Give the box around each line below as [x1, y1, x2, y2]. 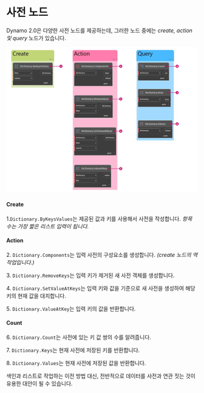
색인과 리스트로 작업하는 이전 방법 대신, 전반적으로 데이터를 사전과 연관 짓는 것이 [6, 372, 196, 380]
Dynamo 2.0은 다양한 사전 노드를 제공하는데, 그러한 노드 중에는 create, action [6, 27, 193, 34]
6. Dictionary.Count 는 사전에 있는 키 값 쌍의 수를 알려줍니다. [6, 333, 152, 341]
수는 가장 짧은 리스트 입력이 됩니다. [6, 222, 89, 230]
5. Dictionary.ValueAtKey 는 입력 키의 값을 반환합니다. [6, 305, 136, 312]
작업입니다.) [6, 259, 35, 266]
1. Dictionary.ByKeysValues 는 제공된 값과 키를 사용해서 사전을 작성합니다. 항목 [6, 215, 192, 222]
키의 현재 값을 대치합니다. [6, 292, 67, 299]
